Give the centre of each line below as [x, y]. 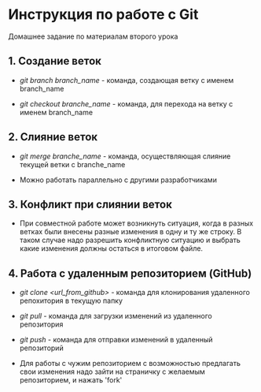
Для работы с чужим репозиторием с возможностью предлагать [130, 364]
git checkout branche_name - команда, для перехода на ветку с [126, 103]
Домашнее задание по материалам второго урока [93, 36]
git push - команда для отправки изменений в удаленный [116, 340]
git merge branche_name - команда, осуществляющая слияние [125, 156]
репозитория [41, 324]
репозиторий [42, 348]
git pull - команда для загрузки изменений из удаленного [116, 316]
